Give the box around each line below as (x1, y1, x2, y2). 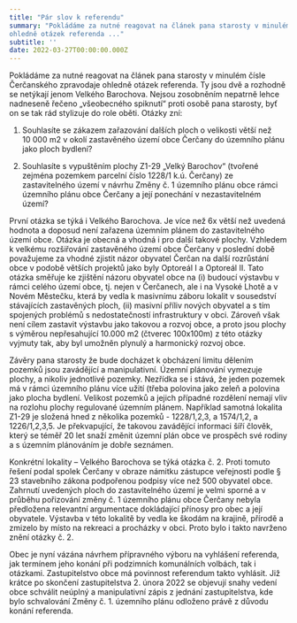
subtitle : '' (9, 37, 57, 47)
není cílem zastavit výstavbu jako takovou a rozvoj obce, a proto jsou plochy (9, 319, 286, 330)
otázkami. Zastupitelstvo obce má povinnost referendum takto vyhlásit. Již (9, 568, 281, 579)
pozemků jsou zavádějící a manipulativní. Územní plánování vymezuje (9, 365, 263, 375)
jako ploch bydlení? (21, 143, 93, 155)
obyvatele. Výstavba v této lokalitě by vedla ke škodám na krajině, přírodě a (9, 513, 285, 524)
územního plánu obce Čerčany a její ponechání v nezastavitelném (21, 189, 262, 200)
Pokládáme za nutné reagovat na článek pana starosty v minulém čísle (9, 70, 266, 81)
